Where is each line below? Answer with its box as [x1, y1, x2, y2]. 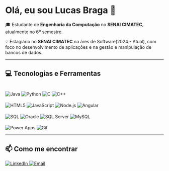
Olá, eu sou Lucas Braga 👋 [5, 5, 116, 16]
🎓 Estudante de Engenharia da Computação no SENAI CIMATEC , [5, 21, 144, 27]
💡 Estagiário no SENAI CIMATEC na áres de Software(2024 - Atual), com [5, 38, 157, 44]
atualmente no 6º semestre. [5, 29, 63, 35]
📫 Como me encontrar [5, 144, 78, 153]
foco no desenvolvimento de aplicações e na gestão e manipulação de [5, 44, 152, 50]
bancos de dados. [5, 49, 43, 55]
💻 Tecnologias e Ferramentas [5, 69, 101, 78]
